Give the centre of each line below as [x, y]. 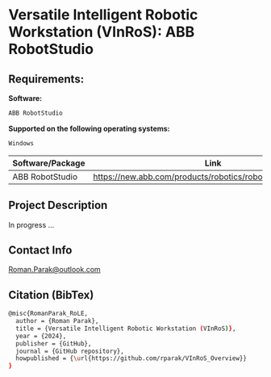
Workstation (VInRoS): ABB [102, 32]
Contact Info [40, 250]
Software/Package [49, 163]
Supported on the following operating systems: [90, 128]
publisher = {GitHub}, [54, 343]
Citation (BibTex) [51, 295]
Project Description [58, 205]
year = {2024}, [41, 336]
